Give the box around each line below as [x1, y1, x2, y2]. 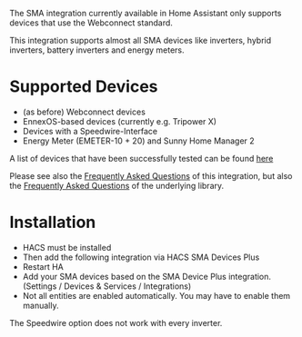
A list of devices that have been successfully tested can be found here [9, 153, 274, 164]
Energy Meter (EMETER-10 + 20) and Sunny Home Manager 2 [22, 135, 255, 146]
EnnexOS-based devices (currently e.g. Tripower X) [22, 115, 216, 126]
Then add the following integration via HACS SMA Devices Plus [22, 252, 260, 263]
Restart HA [22, 261, 64, 272]
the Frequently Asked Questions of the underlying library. [9, 180, 225, 191]
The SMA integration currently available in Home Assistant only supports [9, 8, 282, 18]
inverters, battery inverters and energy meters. [9, 45, 185, 55]
